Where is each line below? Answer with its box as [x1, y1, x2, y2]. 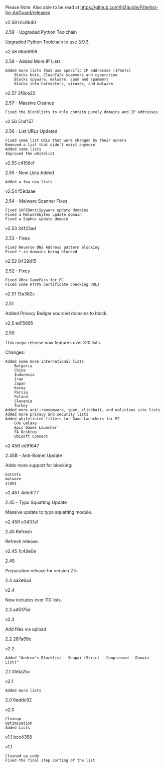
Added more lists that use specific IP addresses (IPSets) [5, 68, 131, 73]
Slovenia [14, 399, 33, 404]
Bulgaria [14, 363, 33, 368]
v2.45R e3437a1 [5, 519, 39, 525]
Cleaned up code [5, 753, 39, 758]
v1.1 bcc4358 [5, 734, 33, 740]
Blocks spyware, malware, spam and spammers [14, 77, 109, 82]
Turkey [14, 403, 28, 408]
